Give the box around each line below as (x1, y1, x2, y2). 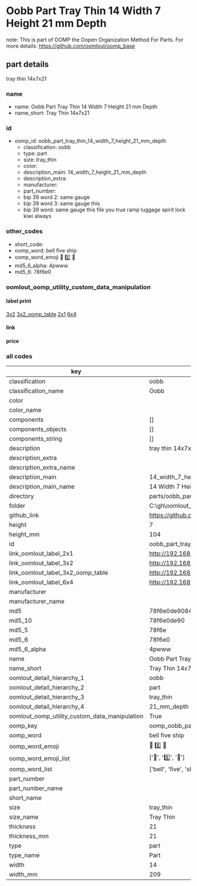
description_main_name (9, 483, 75, 491)
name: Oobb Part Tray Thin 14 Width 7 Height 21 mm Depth (14, 103, 158, 110)
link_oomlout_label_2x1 (9, 549, 74, 558)
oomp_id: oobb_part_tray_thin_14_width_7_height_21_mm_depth (14, 137, 167, 145)
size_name (9, 813, 39, 821)
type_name (9, 851, 40, 860)
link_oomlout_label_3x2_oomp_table (9, 569, 108, 577)
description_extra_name (9, 463, 75, 472)
